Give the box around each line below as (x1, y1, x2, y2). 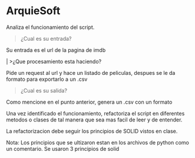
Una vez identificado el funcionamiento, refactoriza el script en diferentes (6, 110, 185, 117)
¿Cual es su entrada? (20, 35, 72, 42)
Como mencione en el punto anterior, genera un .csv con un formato (6, 98, 173, 106)
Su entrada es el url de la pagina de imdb (6, 46, 106, 54)
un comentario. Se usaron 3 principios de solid (6, 145, 120, 152)
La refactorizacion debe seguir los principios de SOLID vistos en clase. (6, 127, 178, 134)
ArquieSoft (6, 4, 61, 18)
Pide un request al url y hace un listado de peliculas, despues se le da (6, 69, 176, 76)
